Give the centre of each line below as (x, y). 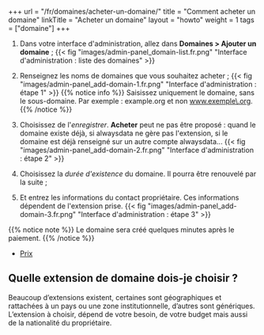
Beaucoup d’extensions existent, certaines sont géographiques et (115, 297)
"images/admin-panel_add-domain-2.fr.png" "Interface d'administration (137, 150)
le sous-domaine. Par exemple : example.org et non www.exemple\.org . (136, 101)
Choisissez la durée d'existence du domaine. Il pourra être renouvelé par (138, 174)
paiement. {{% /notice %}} (51, 238)
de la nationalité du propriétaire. (60, 322)
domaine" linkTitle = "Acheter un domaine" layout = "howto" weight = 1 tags (131, 20)
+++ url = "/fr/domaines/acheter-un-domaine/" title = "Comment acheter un (132, 11)
